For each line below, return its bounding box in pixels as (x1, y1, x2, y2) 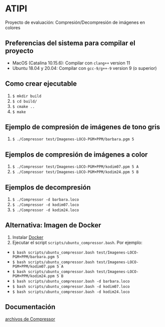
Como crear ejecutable (5, 80, 77, 88)
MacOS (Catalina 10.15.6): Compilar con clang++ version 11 (12, 60, 130, 66)
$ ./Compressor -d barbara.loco (12, 197, 79, 202)
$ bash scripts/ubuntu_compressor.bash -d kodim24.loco (12, 289, 130, 294)
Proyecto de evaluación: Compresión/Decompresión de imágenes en (5, 19, 145, 25)
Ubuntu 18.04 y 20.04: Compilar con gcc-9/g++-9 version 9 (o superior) (12, 65, 157, 71)
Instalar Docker (12, 234, 43, 240)
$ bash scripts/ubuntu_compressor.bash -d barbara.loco (12, 278, 130, 284)
